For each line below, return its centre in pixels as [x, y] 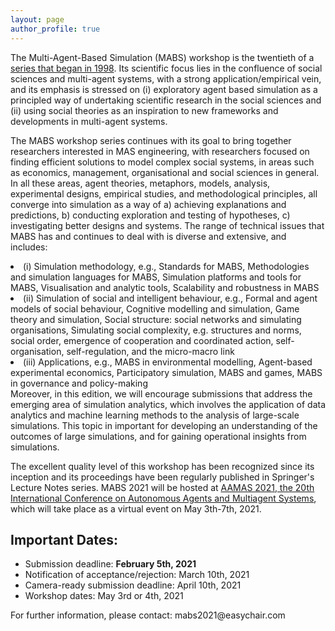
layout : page [37, 19]
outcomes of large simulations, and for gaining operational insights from [158, 436]
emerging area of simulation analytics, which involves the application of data [168, 404]
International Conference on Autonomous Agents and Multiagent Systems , [163, 498]
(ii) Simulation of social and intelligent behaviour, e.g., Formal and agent [170, 298]
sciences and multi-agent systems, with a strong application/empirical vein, [166, 78]
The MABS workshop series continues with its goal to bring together [151, 140]
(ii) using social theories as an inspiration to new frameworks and [144, 110]
